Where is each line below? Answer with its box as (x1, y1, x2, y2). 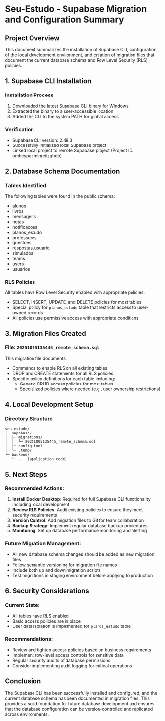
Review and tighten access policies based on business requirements (12, 647, 151, 653)
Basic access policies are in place (12, 618, 81, 624)
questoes (12, 240, 32, 245)
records (27, 309, 43, 315)
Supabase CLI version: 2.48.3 (12, 137, 73, 143)
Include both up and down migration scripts (12, 567, 101, 573)
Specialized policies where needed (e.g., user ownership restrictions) (19, 386, 161, 392)
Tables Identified (5, 182, 47, 189)
